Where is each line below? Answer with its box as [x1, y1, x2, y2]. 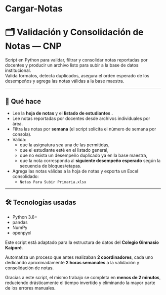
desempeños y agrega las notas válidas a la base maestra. [5, 78, 124, 84]
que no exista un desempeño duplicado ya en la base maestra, [19, 152, 147, 158]
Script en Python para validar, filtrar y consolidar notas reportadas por [5, 57, 148, 63]
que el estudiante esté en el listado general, [19, 147, 109, 153]
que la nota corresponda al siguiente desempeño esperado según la [19, 157, 161, 164]
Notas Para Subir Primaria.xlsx [19, 179, 86, 184]
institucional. [5, 67, 31, 73]
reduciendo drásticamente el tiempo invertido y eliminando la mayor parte [5, 280, 156, 286]
